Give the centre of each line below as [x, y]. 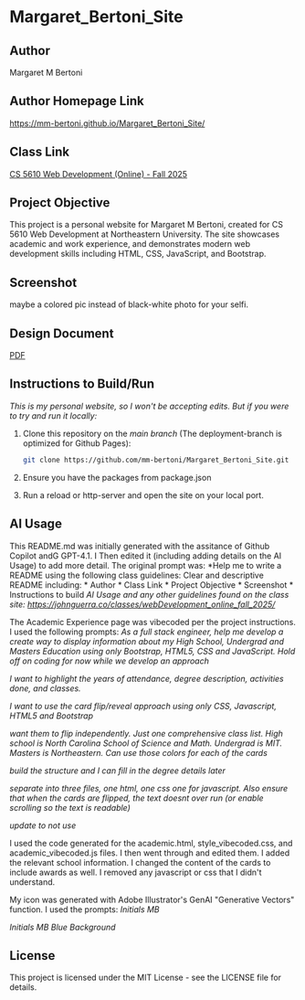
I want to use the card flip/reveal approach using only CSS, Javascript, [143, 706]
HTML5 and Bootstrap [52, 716]
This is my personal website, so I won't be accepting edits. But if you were [149, 406]
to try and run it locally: [53, 415]
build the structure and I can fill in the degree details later [118, 771]
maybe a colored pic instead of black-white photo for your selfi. [129, 304]
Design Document [62, 333]
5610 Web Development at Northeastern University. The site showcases [145, 234]
